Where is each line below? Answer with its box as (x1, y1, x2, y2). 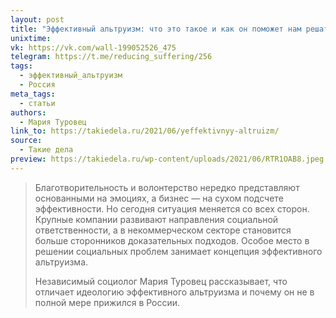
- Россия (19, 80, 56, 90)
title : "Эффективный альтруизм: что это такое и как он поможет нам (10, 24, 302, 34)
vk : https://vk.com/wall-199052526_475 (10, 42, 177, 53)
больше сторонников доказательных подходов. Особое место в (34, 234, 310, 246)
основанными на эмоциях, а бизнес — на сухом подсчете (34, 192, 284, 204)
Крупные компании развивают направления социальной (34, 213, 279, 225)
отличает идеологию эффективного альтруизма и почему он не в (34, 286, 315, 298)
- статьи (19, 98, 56, 108)
